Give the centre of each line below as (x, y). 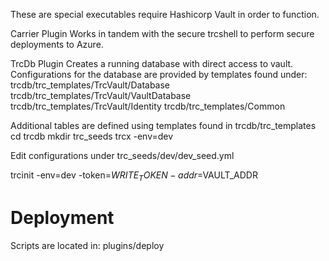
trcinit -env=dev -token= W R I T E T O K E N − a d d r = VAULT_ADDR (134, 176)
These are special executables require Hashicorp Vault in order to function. (165, 14)
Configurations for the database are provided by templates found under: (159, 74)
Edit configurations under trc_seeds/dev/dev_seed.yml (122, 155)
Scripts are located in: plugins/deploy (87, 245)
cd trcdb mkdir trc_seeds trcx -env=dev (92, 136)
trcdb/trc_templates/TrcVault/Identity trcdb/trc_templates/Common (148, 106)
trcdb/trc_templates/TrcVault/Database (90, 85)
